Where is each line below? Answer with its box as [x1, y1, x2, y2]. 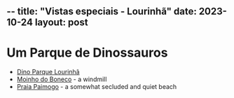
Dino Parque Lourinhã [16, 68, 80, 76]
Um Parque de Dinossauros [6, 45, 168, 60]
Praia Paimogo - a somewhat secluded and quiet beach [16, 83, 177, 91]
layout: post [34, 17, 88, 29]
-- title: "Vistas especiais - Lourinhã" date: [6, 6, 197, 17]
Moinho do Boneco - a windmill [16, 75, 107, 83]
